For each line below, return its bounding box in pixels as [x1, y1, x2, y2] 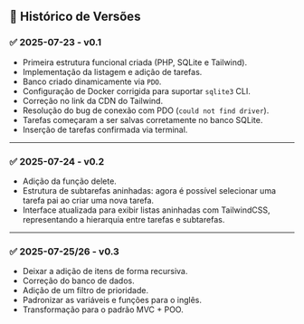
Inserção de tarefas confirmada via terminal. [22, 124, 188, 135]
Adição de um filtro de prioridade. [22, 285, 149, 296]
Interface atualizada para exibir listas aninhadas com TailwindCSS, [22, 205, 271, 215]
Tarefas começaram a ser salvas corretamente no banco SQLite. [22, 114, 263, 125]
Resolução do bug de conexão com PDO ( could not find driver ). [22, 105, 270, 116]
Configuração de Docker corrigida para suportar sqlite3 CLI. [22, 85, 252, 96]
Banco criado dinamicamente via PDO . [22, 76, 162, 87]
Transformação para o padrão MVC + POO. [22, 304, 184, 315]
